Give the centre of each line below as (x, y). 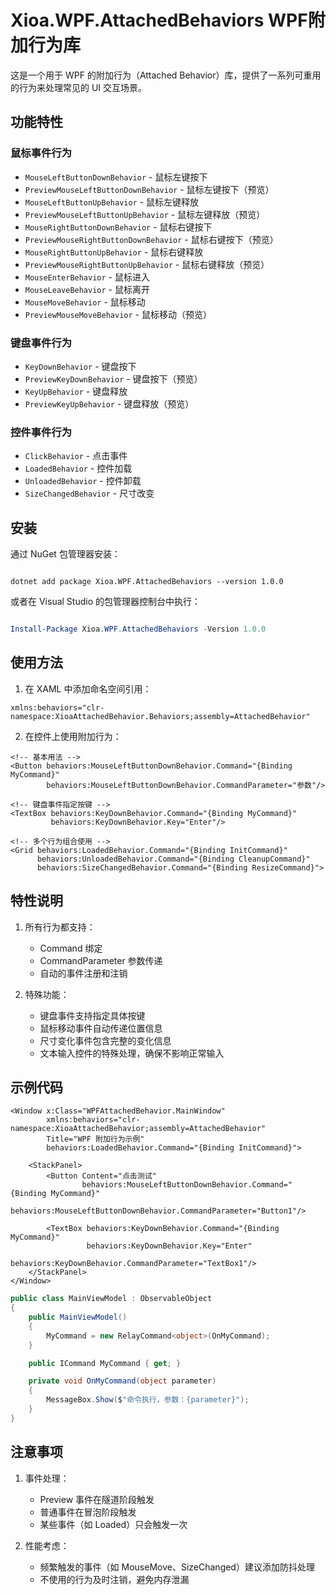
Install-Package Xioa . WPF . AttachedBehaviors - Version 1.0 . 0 (138, 629)
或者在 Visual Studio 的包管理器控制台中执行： (105, 602)
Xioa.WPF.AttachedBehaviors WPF (159, 20)
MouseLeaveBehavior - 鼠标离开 (87, 289)
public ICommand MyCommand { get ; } (105, 1363)
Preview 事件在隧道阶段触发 (97, 1499)
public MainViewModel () (78, 1317)
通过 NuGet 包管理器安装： (65, 554)
